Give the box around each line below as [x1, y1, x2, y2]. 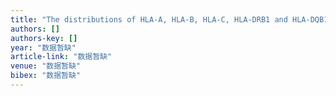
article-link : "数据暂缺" [10, 52, 113, 62]
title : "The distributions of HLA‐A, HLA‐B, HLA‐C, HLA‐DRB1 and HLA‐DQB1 [10, 14, 329, 25]
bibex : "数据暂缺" [10, 71, 82, 81]
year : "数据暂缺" [10, 42, 77, 53]
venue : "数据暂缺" [10, 61, 82, 71]
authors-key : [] [10, 33, 78, 43]
